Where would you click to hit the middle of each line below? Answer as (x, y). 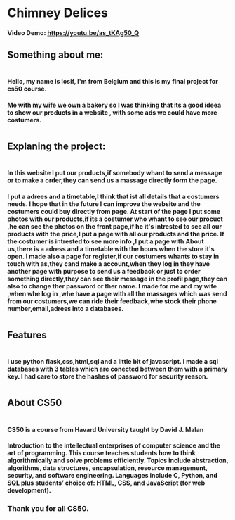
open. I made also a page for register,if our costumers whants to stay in (113, 256)
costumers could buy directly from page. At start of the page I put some (114, 211)
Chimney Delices (58, 13)
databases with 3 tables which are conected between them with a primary (117, 369)
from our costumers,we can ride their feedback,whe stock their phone (112, 301)
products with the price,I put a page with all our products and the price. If (116, 234)
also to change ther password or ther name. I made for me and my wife (112, 286)
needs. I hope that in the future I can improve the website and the (104, 204)
